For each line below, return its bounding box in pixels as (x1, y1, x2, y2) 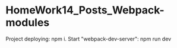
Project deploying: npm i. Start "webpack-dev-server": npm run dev (5, 35, 172, 42)
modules (5, 16, 50, 29)
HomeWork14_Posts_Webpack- (5, 4, 165, 17)
